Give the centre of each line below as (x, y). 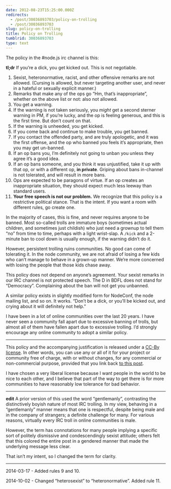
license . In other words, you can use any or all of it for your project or (78, 352)
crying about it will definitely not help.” (46, 306)
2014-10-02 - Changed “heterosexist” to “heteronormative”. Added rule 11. (83, 481)
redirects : (17, 15)
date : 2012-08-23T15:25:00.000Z (40, 10)
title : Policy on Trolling (34, 34)
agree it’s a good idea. (36, 158)
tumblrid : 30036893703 (30, 39)
